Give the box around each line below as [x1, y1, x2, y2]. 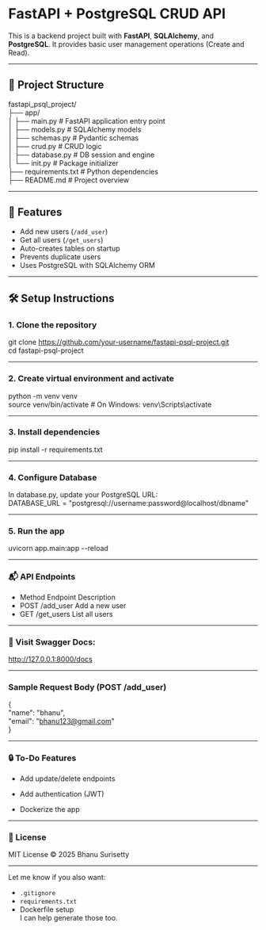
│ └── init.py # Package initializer [8, 158, 119, 167]
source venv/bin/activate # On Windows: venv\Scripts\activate [8, 400, 212, 409]
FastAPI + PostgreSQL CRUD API [8, 5, 226, 23]
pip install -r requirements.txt [8, 445, 103, 454]
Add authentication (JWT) [19, 789, 104, 798]
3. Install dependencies [8, 427, 101, 438]
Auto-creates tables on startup [19, 243, 120, 253]
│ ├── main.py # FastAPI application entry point [8, 116, 166, 125]
